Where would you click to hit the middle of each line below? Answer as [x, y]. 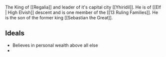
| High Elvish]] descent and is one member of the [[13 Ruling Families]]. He [82, 12]
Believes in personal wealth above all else [55, 45]
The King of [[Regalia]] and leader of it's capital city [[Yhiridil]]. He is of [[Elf [83, 7]
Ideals [15, 33]
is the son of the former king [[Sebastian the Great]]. [59, 18]
